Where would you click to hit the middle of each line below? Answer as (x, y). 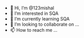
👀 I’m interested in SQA (34, 13)
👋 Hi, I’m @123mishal (32, 8)
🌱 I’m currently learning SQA (40, 19)
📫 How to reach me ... (34, 30)
